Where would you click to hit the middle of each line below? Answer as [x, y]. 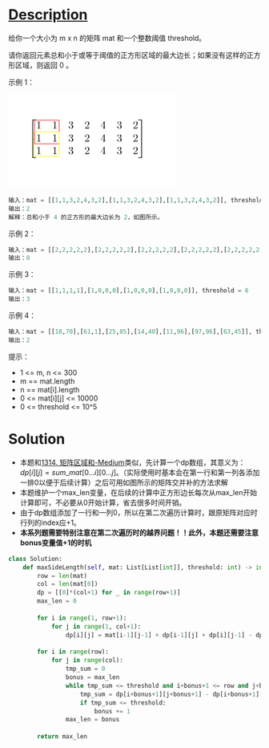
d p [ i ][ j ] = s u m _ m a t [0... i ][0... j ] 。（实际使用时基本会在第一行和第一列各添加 [140, 472]
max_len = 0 [57, 601]
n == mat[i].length [50, 389]
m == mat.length [47, 381]
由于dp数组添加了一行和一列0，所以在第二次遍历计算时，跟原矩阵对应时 [139, 512]
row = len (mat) [62, 575]
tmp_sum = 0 [85, 669]
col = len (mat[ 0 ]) [68, 584]
